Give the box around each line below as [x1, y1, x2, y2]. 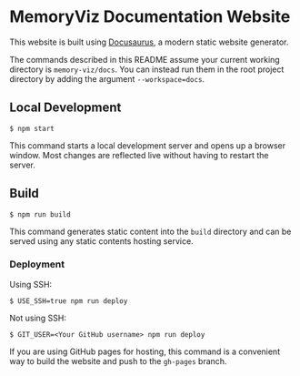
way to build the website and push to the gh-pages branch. [9, 355, 227, 366]
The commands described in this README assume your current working [9, 54, 280, 65]
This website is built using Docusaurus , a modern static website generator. [9, 36, 289, 47]
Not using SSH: [9, 312, 66, 323]
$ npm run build [9, 209, 71, 219]
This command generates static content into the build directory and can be [9, 226, 292, 237]
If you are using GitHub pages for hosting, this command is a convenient [9, 346, 280, 357]
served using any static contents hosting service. [9, 235, 194, 247]
